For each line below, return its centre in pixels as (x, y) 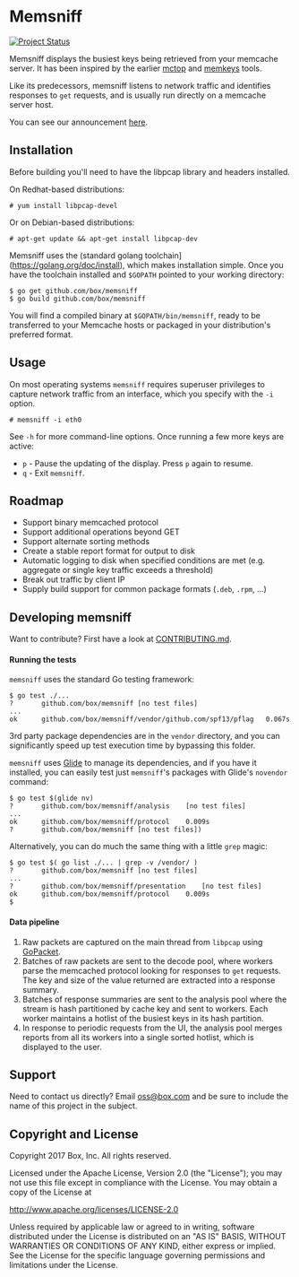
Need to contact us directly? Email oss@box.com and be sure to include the (149, 1097)
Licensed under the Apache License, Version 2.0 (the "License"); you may (146, 1173)
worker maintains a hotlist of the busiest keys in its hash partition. (143, 1018)
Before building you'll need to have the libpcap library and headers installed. (150, 171)
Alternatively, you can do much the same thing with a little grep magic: (139, 847)
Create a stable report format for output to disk (108, 551)
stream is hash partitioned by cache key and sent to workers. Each (145, 1008)
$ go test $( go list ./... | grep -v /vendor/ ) (104, 863)
